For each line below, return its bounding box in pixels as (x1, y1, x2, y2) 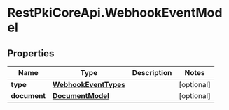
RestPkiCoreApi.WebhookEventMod (7, 5, 223, 21)
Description (132, 68, 172, 77)
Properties (7, 47, 55, 59)
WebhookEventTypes (52, 80, 126, 89)
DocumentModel (52, 91, 110, 100)
